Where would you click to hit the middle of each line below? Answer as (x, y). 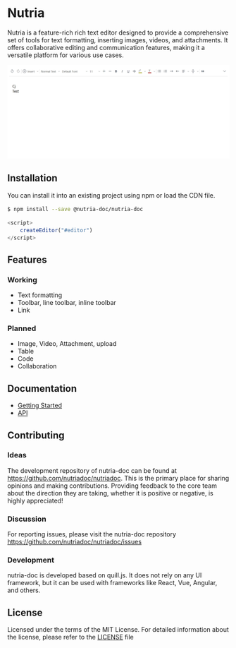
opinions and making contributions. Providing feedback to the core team (112, 486)
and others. (24, 590)
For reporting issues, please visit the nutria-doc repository (92, 534)
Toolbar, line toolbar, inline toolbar (67, 303)
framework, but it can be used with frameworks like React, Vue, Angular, (112, 583)
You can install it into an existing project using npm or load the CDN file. (111, 195)
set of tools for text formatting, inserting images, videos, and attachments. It (118, 40)
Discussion (27, 519)
